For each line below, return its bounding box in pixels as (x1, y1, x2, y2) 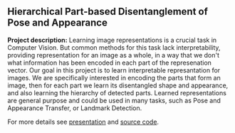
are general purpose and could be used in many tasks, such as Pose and (7, 96, 221, 105)
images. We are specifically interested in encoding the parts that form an (7, 73, 221, 82)
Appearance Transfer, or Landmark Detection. (7, 103, 142, 112)
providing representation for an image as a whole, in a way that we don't (7, 50, 219, 59)
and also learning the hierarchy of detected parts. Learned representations (7, 88, 226, 97)
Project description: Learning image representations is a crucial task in (7, 36, 217, 44)
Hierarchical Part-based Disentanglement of (7, 6, 209, 18)
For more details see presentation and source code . (7, 117, 159, 126)
